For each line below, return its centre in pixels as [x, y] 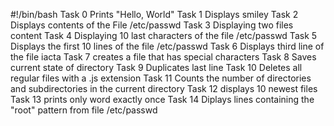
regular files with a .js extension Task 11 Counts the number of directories [161, 78]
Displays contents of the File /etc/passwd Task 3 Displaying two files [152, 25]
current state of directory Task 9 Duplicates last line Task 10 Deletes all [156, 67]
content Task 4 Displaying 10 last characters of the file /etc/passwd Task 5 [164, 35]
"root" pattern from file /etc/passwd [84, 110]
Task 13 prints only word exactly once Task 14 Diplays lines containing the [162, 99]
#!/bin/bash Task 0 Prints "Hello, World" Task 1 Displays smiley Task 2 [154, 14]
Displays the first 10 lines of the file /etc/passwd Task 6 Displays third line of [167, 46]
